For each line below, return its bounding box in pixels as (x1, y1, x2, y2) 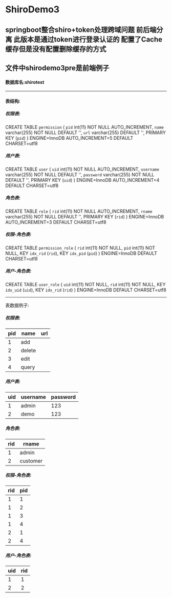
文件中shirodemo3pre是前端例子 (5, 63, 110, 72)
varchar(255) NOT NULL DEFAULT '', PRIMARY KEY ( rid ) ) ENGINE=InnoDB (5, 213, 164, 219)
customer (19, 457, 43, 464)
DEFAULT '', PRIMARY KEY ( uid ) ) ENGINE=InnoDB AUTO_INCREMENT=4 (5, 177, 160, 183)
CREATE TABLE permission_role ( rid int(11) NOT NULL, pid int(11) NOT (5, 245, 155, 251)
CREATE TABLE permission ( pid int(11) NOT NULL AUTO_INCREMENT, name (5, 124, 164, 130)
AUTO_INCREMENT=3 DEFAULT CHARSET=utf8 (5, 219, 106, 225)
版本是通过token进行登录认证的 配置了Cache (20, 35, 163, 44)
